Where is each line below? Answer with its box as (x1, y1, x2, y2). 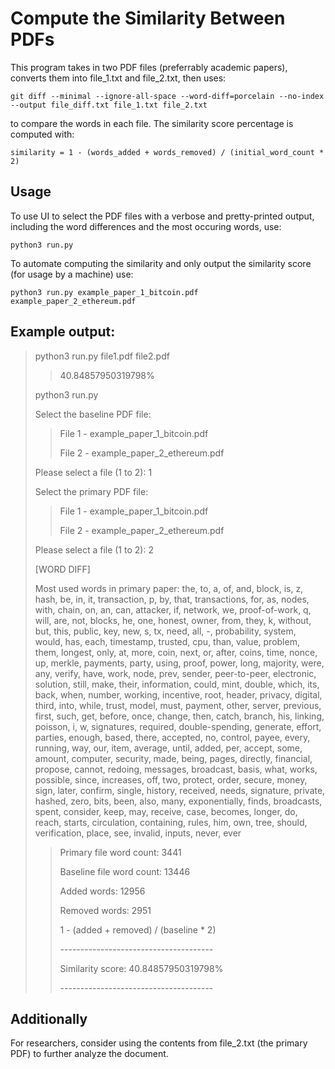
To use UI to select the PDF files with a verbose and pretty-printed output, (10, 210, 315, 222)
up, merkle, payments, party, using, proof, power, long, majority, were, (34, 657, 325, 669)
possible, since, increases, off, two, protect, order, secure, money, (34, 773, 308, 786)
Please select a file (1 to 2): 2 (34, 543, 154, 556)
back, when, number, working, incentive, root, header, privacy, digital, (34, 688, 323, 701)
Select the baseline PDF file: (34, 408, 152, 420)
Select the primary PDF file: (34, 485, 149, 497)
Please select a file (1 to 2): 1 (34, 466, 153, 478)
